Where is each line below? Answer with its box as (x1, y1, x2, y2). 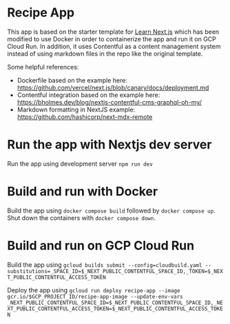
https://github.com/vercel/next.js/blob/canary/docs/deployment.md (17, 83, 209, 91)
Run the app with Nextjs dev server (7, 137, 212, 153)
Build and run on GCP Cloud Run (7, 238, 195, 253)
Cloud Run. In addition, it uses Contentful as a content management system (7, 42, 221, 50)
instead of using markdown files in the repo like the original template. (7, 50, 203, 58)
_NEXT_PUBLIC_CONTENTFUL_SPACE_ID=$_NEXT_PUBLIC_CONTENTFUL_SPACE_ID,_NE (7, 299, 224, 306)
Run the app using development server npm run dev (7, 160, 153, 168)
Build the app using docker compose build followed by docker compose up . (7, 206, 216, 215)
